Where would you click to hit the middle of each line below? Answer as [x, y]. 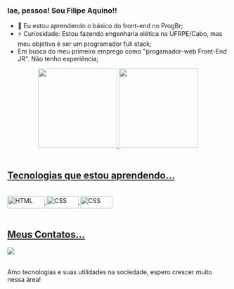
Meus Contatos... [46, 234]
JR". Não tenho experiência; [58, 59]
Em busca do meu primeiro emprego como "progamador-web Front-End [122, 51]
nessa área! [24, 279]
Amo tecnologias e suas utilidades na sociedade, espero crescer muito [110, 272]
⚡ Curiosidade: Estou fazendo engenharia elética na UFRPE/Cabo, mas [120, 34]
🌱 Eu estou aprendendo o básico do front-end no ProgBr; [100, 26]
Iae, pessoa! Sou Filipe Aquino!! [62, 11]
